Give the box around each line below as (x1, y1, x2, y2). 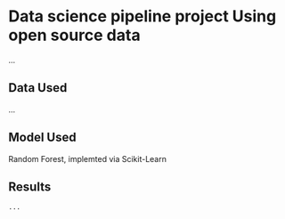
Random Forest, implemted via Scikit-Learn (8, 153, 167, 164)
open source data (8, 25, 141, 45)
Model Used (8, 130, 77, 145)
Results (8, 179, 52, 194)
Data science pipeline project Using (8, 6, 277, 27)
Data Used (8, 80, 68, 95)
